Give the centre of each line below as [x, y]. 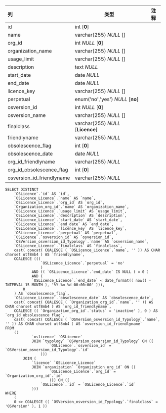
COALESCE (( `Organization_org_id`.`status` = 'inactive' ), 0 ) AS [86, 311]
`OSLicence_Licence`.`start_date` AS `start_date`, [68, 220]
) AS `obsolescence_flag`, [42, 294]
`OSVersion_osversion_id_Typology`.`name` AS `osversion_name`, [82, 242]
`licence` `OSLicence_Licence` [64, 363]
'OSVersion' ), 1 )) [26, 406]
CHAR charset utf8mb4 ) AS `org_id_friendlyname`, [58, 307]
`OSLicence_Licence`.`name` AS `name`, [55, 198]
